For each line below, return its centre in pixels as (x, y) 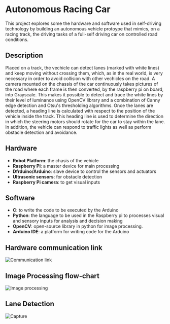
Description (24, 56)
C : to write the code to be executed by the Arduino (65, 210)
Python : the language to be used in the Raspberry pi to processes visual (88, 215)
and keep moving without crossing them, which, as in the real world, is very (84, 73)
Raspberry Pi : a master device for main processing (66, 166)
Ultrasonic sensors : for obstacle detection (57, 176)
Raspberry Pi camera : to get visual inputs (56, 182)
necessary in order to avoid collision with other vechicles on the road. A (80, 78)
